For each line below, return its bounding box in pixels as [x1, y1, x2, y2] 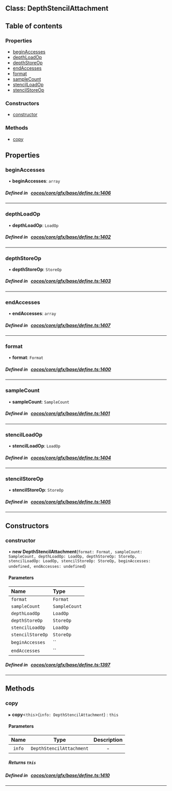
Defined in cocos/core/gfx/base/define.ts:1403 [5, 278, 111, 284]
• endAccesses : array [8, 311, 56, 317]
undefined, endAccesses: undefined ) [8, 563, 86, 569]
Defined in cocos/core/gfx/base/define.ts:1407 [5, 322, 111, 328]
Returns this [8, 759, 36, 765]
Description [93, 736, 123, 743]
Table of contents [5, 22, 62, 30]
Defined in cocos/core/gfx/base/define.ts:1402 [5, 234, 111, 240]
